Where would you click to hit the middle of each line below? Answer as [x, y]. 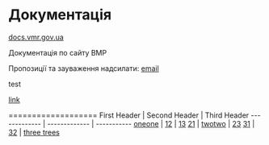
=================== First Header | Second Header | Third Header [129, 115]
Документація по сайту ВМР [58, 52]
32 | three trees [34, 132]
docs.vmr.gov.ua [36, 37]
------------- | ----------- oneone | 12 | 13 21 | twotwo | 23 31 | [151, 123]
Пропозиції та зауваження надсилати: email [84, 68]
